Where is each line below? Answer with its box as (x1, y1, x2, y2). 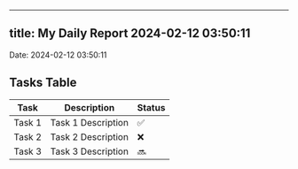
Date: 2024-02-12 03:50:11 (9, 50, 107, 60)
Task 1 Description (50, 116, 129, 128)
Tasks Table (9, 75, 77, 90)
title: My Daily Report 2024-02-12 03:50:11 (9, 26, 251, 41)
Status (137, 101, 166, 113)
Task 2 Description (50, 130, 129, 142)
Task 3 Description (50, 145, 129, 157)
